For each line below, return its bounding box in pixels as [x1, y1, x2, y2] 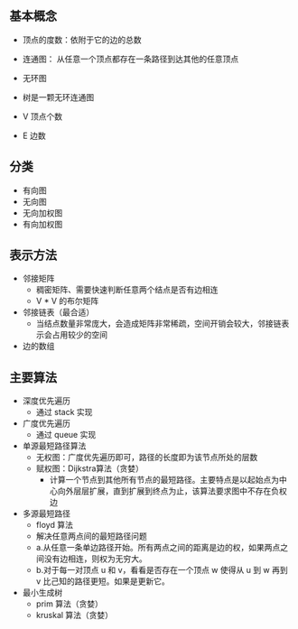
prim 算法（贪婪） [35, 598, 104, 609]
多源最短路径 [22, 508, 70, 519]
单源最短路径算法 [22, 440, 87, 451]
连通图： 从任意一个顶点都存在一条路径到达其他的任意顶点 [22, 53, 239, 64]
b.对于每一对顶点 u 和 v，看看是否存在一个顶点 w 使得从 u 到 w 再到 [35, 565, 288, 576]
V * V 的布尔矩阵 [35, 296, 99, 307]
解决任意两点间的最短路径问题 [35, 531, 147, 541]
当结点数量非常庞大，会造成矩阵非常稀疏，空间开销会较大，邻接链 [35, 319, 282, 329]
